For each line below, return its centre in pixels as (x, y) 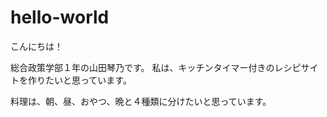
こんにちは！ (36, 46)
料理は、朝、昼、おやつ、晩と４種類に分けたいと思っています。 (141, 101)
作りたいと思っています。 (79, 80)
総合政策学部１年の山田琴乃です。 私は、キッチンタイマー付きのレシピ (156, 67)
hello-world (60, 17)
